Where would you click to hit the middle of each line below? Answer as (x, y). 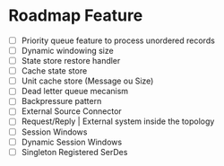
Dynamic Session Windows (72, 142)
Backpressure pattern (61, 101)
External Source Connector (71, 111)
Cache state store (54, 71)
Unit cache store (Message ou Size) (87, 81)
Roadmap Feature (76, 16)
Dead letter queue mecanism (75, 92)
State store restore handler (71, 61)
